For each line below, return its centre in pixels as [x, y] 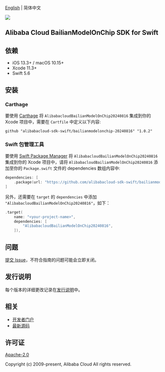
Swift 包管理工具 [25, 144]
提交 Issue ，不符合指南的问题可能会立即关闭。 [52, 260]
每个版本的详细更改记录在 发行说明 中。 [44, 289]
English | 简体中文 [23, 8]
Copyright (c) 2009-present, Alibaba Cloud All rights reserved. [68, 364]
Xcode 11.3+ [24, 68]
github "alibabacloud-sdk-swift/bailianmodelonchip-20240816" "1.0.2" [79, 131]
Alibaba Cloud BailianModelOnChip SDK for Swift [82, 33]
